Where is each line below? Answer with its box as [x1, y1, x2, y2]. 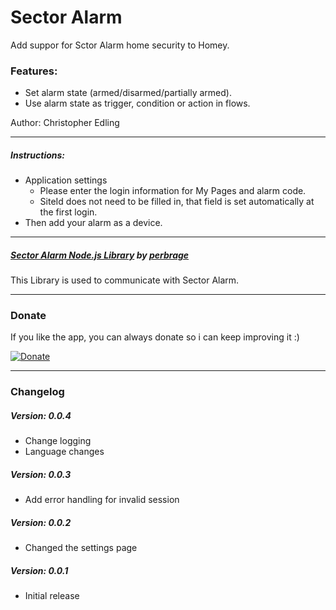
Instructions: [10, 149, 66, 161]
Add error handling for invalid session [24, 494, 180, 506]
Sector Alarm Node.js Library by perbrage [10, 249, 190, 261]
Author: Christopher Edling [10, 117, 120, 129]
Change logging [24, 435, 92, 447]
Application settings [24, 174, 108, 186]
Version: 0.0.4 [10, 409, 72, 421]
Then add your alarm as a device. [24, 217, 163, 229]
